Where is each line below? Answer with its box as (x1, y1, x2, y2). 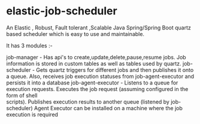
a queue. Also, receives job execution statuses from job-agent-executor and (6, 72, 195, 80)
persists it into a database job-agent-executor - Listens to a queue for (6, 79, 178, 86)
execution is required (6, 111, 59, 118)
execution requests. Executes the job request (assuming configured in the (6, 85, 189, 92)
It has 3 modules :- (6, 42, 53, 49)
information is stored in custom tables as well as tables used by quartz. (6, 60, 181, 67)
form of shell (6, 92, 38, 99)
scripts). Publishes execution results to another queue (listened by (6, 98, 169, 105)
